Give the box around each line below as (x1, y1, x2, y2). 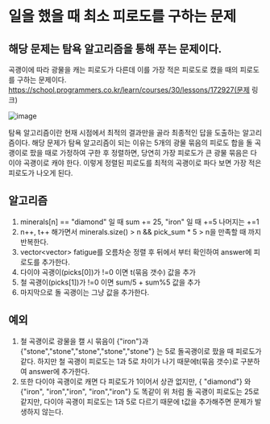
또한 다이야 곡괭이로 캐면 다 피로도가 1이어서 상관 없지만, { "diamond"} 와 (19, 376, 251, 386)
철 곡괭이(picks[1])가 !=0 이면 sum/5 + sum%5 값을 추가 (19, 277, 201, 287)
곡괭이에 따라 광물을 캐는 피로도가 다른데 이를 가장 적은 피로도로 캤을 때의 (8, 65, 239, 74)
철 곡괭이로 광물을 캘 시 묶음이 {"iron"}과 (19, 336, 149, 346)
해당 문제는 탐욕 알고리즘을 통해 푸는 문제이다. (8, 42, 222, 56)
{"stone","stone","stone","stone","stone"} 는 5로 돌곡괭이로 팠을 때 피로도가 (19, 346, 262, 355)
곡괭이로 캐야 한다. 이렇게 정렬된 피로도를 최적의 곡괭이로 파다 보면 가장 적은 (23, 158, 262, 168)
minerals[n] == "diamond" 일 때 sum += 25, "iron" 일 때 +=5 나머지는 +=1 (19, 217, 260, 227)
